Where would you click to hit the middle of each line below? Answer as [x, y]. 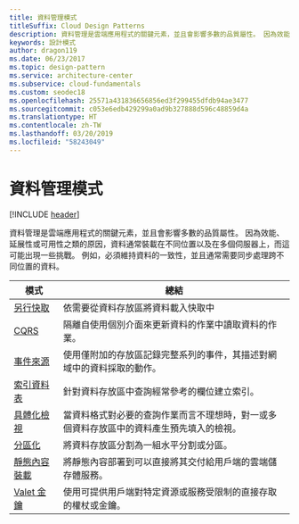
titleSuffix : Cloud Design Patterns [77, 26]
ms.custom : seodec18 [48, 92]
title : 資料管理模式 [43, 17]
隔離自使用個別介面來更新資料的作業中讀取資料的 [166, 324]
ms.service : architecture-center [71, 76]
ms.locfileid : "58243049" [57, 142]
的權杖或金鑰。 [94, 505]
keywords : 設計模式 [43, 42]
